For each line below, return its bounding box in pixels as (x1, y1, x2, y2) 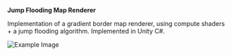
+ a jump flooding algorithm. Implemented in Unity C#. (7, 27, 166, 35)
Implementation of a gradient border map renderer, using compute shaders (7, 20, 226, 27)
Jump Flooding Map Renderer (7, 6, 97, 14)
